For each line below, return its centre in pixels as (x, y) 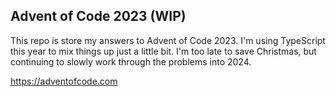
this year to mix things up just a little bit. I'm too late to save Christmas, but (163, 51)
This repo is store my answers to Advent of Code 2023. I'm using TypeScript (168, 40)
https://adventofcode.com (64, 81)
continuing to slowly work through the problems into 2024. (131, 61)
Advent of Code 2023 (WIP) (98, 16)
